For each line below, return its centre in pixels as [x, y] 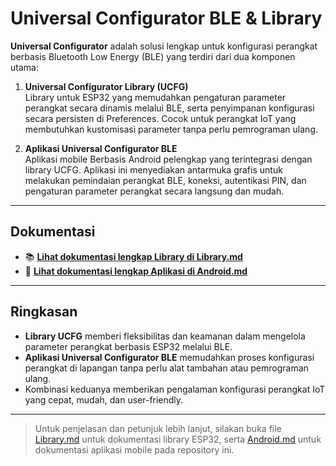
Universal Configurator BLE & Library [166, 18]
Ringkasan [44, 312]
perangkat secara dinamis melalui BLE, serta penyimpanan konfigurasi [169, 108]
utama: [24, 67]
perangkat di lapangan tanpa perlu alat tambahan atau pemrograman [166, 368]
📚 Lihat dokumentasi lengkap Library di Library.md [133, 256]
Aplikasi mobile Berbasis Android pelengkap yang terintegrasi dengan [168, 159]
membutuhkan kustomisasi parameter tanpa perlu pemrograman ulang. [171, 129]
